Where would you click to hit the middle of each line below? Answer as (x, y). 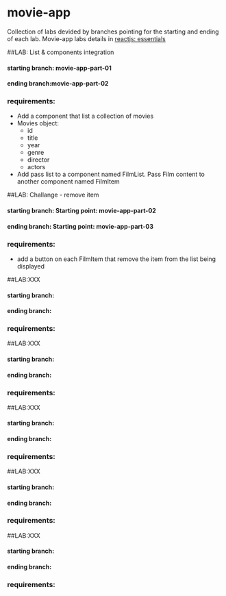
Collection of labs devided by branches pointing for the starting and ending (113, 32)
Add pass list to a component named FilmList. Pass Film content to (111, 174)
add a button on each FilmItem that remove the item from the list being (116, 259)
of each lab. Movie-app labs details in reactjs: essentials (87, 38)
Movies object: (38, 123)
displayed (31, 266)
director (38, 160)
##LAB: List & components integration (61, 52)
